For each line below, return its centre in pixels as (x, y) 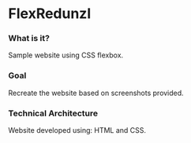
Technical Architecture (53, 113)
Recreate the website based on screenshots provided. (96, 93)
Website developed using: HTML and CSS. (77, 130)
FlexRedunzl (50, 14)
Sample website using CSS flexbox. (66, 55)
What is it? (29, 38)
